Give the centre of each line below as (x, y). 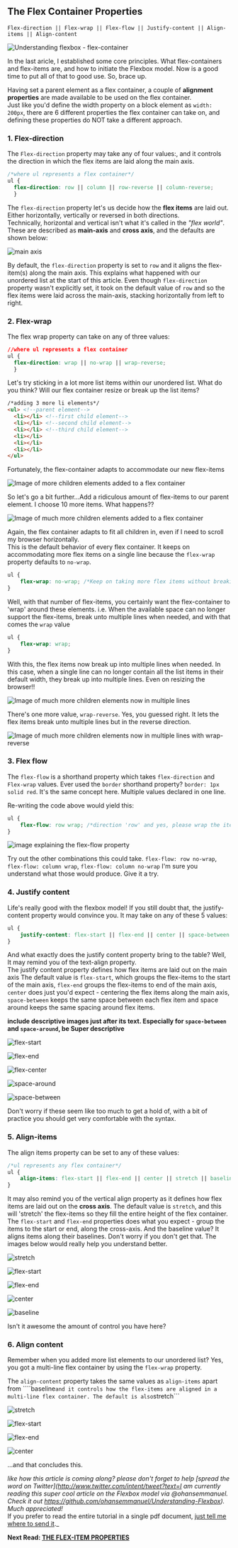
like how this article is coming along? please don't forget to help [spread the (119, 1479)
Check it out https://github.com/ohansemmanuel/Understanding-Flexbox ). (116, 1501)
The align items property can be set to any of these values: (93, 1152)
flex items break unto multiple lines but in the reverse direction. (99, 721)
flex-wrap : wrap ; (46, 644)
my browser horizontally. (44, 539)
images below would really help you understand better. (87, 1244)
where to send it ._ (33, 1524)
